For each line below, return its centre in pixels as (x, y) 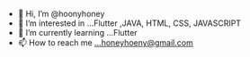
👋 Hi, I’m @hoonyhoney (61, 14)
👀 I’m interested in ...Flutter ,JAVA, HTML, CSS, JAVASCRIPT (129, 23)
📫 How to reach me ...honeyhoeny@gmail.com (105, 43)
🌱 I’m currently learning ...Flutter (77, 33)
